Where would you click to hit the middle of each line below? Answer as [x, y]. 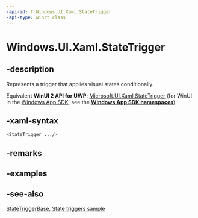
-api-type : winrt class [36, 17]
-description [30, 70]
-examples [27, 174]
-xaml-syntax [32, 121]
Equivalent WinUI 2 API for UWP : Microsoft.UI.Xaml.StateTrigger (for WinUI [99, 95]
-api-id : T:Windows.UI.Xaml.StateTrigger [59, 12]
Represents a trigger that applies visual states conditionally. [80, 84]
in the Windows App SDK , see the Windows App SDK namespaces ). [92, 102]
